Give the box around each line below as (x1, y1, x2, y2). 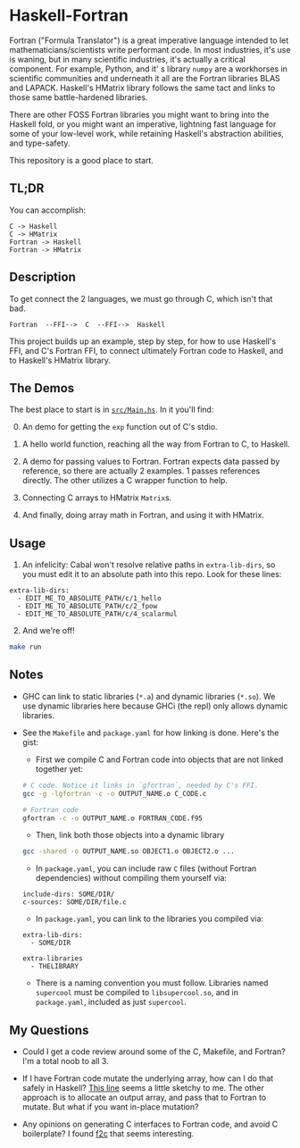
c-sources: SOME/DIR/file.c (21, 898, 127, 907)
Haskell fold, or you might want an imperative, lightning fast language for (9, 118, 277, 130)
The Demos (9, 381, 75, 396)
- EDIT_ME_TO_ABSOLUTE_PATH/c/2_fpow (17, 602, 158, 611)
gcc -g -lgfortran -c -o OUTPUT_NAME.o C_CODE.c (21, 789, 207, 798)
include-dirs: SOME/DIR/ (21, 890, 115, 899)
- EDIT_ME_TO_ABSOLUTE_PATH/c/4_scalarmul (17, 609, 178, 619)
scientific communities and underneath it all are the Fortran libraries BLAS (9, 72, 281, 83)
